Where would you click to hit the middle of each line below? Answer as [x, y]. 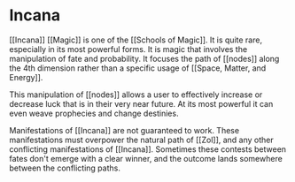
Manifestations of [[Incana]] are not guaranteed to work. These [124, 130]
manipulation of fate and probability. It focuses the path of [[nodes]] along [144, 58]
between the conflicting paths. [65, 168]
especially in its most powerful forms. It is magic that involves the [128, 49]
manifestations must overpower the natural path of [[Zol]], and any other [142, 140]
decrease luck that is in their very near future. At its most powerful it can [141, 103]
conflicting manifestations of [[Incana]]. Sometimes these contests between [147, 149]
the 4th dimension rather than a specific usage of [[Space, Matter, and [138, 68]
